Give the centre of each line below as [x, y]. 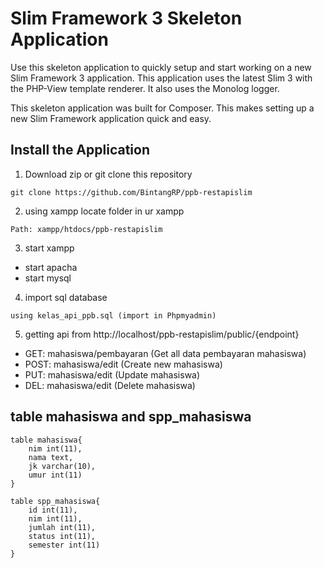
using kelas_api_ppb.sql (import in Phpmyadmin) [113, 315]
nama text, [51, 457]
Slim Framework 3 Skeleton [126, 18]
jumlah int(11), [62, 527]
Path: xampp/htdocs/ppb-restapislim [86, 229]
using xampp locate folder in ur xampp [104, 211]
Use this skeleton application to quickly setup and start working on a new [161, 67]
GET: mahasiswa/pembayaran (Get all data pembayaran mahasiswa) [165, 353]
